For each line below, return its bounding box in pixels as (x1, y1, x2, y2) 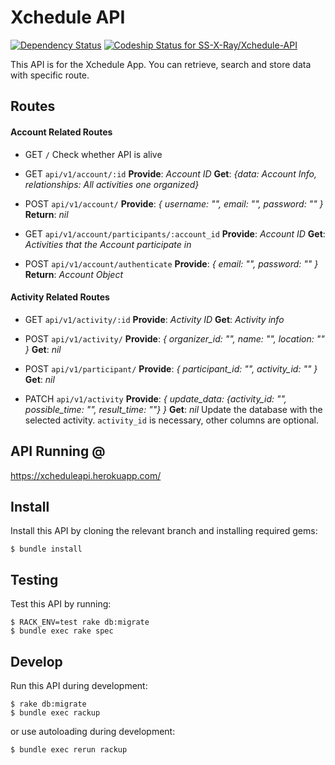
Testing (10, 571, 59, 588)
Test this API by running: (10, 598, 112, 610)
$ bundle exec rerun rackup (10, 744, 128, 755)
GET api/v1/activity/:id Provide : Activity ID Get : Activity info (24, 313, 285, 325)
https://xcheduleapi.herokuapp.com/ (10, 469, 162, 481)
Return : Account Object (24, 268, 124, 280)
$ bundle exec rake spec (10, 626, 114, 636)
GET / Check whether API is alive (24, 148, 163, 160)
